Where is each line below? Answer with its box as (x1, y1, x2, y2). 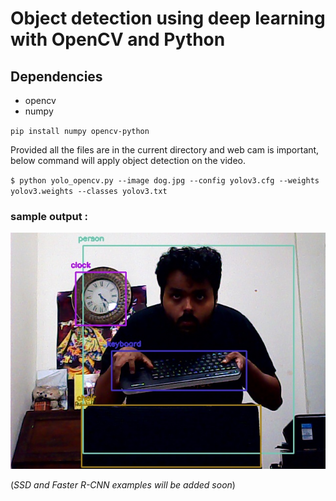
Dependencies (10, 68, 103, 85)
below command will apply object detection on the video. (10, 155, 246, 166)
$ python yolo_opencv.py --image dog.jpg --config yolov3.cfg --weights (10, 176, 320, 186)
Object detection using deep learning (10, 7, 326, 30)
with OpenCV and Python (10, 28, 226, 51)
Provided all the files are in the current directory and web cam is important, (10, 144, 320, 156)
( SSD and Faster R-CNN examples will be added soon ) (10, 479, 236, 491)
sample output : (10, 209, 88, 223)
